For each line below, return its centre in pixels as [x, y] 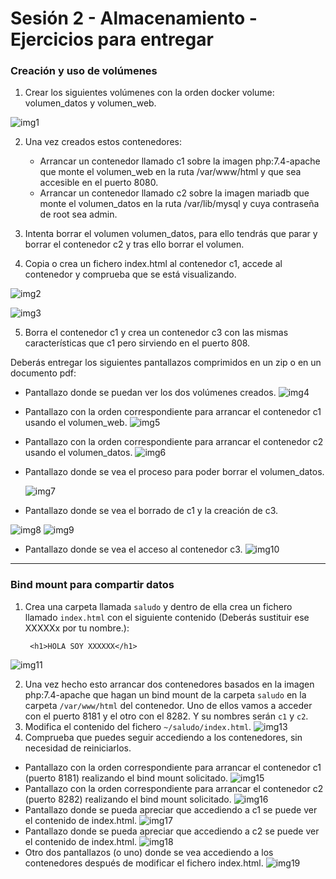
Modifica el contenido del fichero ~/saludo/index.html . [138, 726]
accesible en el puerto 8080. [99, 183]
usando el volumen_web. [76, 423]
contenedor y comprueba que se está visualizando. [130, 274]
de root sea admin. [78, 214]
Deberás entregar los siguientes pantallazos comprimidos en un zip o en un [166, 363]
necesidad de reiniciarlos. [78, 748]
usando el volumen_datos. [78, 453]
